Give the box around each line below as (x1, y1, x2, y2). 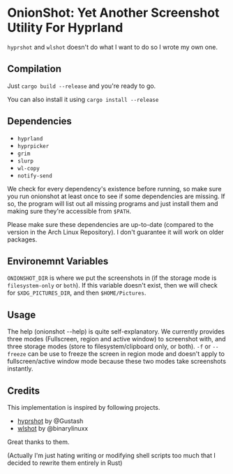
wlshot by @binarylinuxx (17, 424, 89, 432)
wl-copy (17, 165, 40, 172)
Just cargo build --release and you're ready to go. (7, 82, 156, 90)
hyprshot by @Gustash (17, 417, 84, 425)
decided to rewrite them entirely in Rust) (7, 459, 123, 467)
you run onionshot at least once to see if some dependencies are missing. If (7, 192, 225, 200)
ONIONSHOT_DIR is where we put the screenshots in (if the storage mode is (7, 274, 217, 282)
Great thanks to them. (7, 438, 70, 446)
